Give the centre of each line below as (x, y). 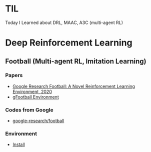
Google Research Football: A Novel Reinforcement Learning (73, 86)
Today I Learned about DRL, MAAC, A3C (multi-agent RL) (64, 22)
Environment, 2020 (32, 91)
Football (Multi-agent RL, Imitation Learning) (76, 61)
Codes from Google (29, 109)
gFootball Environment (35, 97)
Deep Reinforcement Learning (69, 43)
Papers (14, 75)
